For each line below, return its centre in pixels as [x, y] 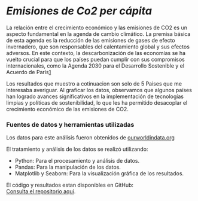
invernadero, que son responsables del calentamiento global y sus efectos [98, 47]
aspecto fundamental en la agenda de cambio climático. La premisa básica [98, 33]
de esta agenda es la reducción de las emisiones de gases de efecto [91, 40]
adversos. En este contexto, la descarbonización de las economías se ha [96, 53]
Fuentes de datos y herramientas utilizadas [70, 124]
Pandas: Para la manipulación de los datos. [68, 167]
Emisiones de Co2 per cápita [79, 11]
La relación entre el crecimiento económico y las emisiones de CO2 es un [97, 28]
